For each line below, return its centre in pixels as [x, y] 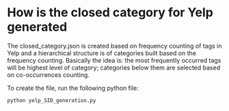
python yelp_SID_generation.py [52, 100]
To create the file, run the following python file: [73, 88]
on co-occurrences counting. [49, 75]
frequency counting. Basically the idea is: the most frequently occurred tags [114, 60]
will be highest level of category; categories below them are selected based [114, 67]
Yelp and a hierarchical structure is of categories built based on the [102, 53]
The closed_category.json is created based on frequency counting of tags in [114, 46]
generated [37, 27]
